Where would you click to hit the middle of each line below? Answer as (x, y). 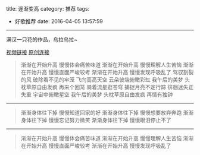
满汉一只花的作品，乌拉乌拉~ (42, 39)
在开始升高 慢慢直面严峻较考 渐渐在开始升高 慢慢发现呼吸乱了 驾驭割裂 (107, 72)
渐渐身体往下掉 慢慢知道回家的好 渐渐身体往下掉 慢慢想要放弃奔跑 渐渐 (107, 113)
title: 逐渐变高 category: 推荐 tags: (48, 9)
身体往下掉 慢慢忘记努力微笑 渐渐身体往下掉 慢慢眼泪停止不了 (96, 120)
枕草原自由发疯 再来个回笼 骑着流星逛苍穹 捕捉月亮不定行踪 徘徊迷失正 (107, 87)
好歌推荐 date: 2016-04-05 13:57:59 (59, 21)
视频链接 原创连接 (28, 52)
